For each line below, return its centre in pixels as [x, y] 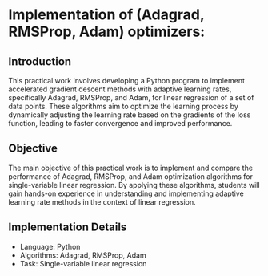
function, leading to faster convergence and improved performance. [120, 123]
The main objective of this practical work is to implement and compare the [131, 168]
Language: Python [50, 246]
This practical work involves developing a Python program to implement [127, 81]
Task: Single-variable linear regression [83, 263]
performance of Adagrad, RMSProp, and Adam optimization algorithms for [131, 176]
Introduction [40, 61]
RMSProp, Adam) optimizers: [107, 32]
